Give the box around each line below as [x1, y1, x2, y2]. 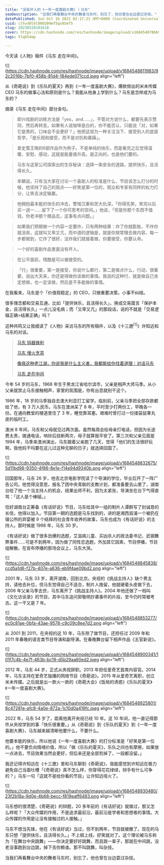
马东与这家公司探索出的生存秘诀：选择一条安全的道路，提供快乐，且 [17, 161, 154, 167]
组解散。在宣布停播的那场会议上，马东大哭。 [5, 545, 95, 551]
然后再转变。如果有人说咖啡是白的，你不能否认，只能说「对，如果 [25, 122, 159, 128]
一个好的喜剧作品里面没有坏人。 [17, 246, 82, 252]
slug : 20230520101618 [5, 25, 49, 30]
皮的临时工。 [5, 416, 31, 422]
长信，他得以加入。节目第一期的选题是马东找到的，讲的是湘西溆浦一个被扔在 [5, 510, 159, 516]
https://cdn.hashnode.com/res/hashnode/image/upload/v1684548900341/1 [6, 651, 159, 657]
